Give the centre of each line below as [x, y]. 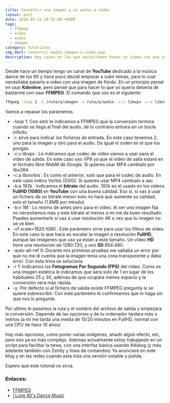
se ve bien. [24, 223]
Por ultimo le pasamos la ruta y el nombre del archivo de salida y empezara [83, 308]
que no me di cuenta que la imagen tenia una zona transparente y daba [87, 256]
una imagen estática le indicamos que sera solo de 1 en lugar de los [83, 272]
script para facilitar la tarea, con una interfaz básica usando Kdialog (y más [83, 345]
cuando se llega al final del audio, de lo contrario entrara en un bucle [84, 127]
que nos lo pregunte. [34, 299]
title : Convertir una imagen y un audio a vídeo [57, 10]
